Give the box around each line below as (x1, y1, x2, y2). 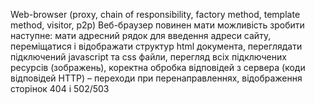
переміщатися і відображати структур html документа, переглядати (10, 40, 303, 52)
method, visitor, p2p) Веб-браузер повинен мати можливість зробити (10, 19, 305, 31)
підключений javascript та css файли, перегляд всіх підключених (10, 51, 287, 63)
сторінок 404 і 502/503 (10, 83, 110, 94)
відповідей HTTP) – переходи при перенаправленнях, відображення (10, 72, 303, 84)
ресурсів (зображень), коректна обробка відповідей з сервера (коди (10, 62, 306, 73)
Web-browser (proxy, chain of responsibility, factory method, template (10, 9, 301, 20)
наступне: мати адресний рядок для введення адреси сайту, (10, 30, 272, 41)
